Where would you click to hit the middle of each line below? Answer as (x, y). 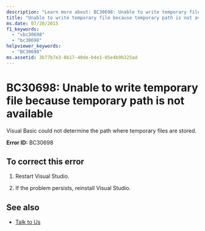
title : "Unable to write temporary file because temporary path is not (99, 18)
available (30, 113)
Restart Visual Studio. (42, 176)
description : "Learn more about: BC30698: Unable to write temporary (97, 12)
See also (23, 207)
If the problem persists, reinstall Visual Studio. (73, 188)
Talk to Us (28, 222)
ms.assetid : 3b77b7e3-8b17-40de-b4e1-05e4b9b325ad (72, 57)
